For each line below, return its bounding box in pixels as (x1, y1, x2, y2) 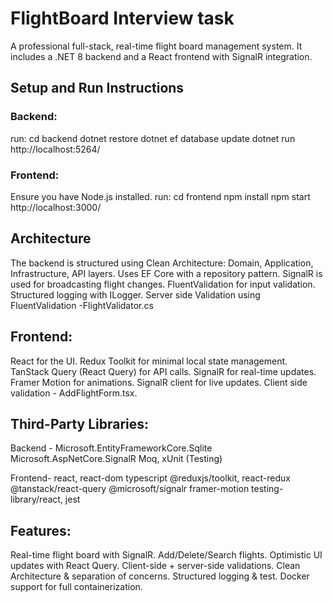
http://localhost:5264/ (10, 143, 101, 155)
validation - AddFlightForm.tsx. (10, 387, 138, 399)
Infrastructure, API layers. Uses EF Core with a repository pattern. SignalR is (10, 267, 323, 279)
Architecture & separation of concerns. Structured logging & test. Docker (10, 570, 310, 582)
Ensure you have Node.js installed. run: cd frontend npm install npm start (10, 190, 311, 202)
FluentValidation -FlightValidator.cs (10, 299, 154, 311)
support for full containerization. (10, 581, 143, 593)
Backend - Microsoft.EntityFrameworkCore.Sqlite (10, 442, 213, 454)
